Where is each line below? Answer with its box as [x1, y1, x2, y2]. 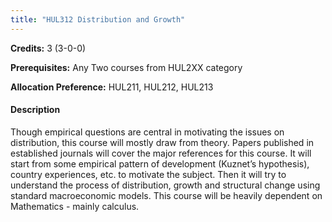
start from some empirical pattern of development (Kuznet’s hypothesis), [10, 157, 310, 170]
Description [10, 104, 61, 116]
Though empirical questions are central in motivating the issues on [10, 126, 285, 138]
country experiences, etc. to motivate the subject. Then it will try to [10, 168, 287, 180]
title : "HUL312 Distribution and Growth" [10, 14, 186, 25]
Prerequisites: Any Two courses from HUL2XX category [10, 61, 243, 73]
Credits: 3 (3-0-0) [10, 42, 87, 54]
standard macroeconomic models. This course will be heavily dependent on [10, 189, 323, 201]
